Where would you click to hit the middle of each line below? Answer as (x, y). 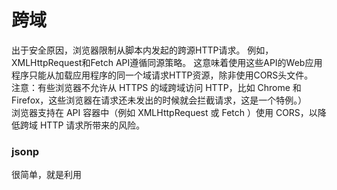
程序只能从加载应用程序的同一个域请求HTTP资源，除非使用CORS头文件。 (162, 75)
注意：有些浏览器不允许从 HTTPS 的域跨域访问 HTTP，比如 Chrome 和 (156, 87)
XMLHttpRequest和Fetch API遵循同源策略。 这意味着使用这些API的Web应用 (167, 62)
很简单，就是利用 (46, 175)
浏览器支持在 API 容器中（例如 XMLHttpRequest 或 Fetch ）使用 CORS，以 (164, 112)
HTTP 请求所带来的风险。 (92, 125)
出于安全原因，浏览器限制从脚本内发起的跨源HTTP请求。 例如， (142, 50)
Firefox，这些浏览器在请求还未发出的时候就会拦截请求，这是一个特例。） (159, 100)
